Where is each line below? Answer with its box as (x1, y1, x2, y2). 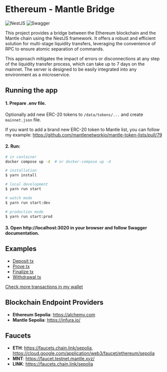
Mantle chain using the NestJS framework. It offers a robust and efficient (5, 35, 156, 41)
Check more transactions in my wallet (5, 284, 83, 290)
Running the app (5, 86, 58, 95)
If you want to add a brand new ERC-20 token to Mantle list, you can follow (5, 127, 160, 133)
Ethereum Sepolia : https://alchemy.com (12, 311, 95, 317)
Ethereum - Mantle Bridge (5, 4, 115, 15)
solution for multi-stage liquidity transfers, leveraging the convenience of (5, 40, 156, 46)
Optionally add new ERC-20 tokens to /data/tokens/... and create (5, 111, 143, 117)
